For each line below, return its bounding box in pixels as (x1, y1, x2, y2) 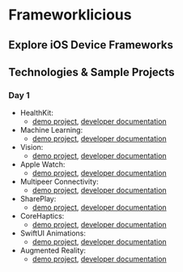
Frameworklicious (8, 6, 132, 24)
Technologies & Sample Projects (8, 65, 176, 79)
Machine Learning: (19, 125, 83, 135)
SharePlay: (19, 194, 57, 204)
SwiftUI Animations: (19, 228, 87, 238)
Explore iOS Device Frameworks (8, 38, 174, 52)
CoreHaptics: (19, 211, 65, 221)
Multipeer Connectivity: (19, 176, 99, 187)
